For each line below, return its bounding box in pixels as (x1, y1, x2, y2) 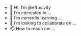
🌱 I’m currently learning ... (9, 15, 62, 20)
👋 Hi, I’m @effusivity (9, 5, 51, 10)
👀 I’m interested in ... (9, 10, 52, 16)
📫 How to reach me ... (9, 26, 55, 31)
